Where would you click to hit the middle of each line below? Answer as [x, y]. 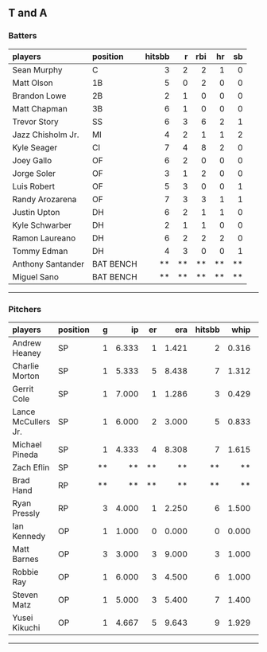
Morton [26, 376]
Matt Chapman [40, 108]
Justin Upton [36, 212]
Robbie [25, 572]
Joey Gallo [32, 160]
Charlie [26, 365]
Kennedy [29, 536]
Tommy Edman [40, 251]
